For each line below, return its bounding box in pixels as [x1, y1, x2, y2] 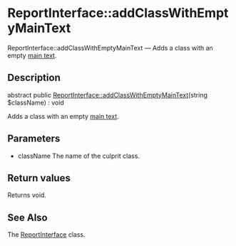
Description [7, 72, 61, 84]
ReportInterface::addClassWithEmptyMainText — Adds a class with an [7, 43, 214, 52]
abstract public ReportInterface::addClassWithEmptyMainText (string [7, 90, 208, 99]
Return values [7, 172, 71, 184]
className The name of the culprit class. [17, 151, 140, 160]
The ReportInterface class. [7, 230, 86, 239]
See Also [7, 211, 48, 223]
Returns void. [7, 191, 46, 200]
